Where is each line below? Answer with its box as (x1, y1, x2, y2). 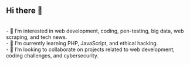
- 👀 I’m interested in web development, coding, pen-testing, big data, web (6, 27, 184, 34)
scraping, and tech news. (6, 33, 67, 41)
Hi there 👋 (6, 6, 43, 16)
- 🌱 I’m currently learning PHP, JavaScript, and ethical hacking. (6, 39, 158, 46)
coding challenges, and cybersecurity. (6, 52, 99, 59)
